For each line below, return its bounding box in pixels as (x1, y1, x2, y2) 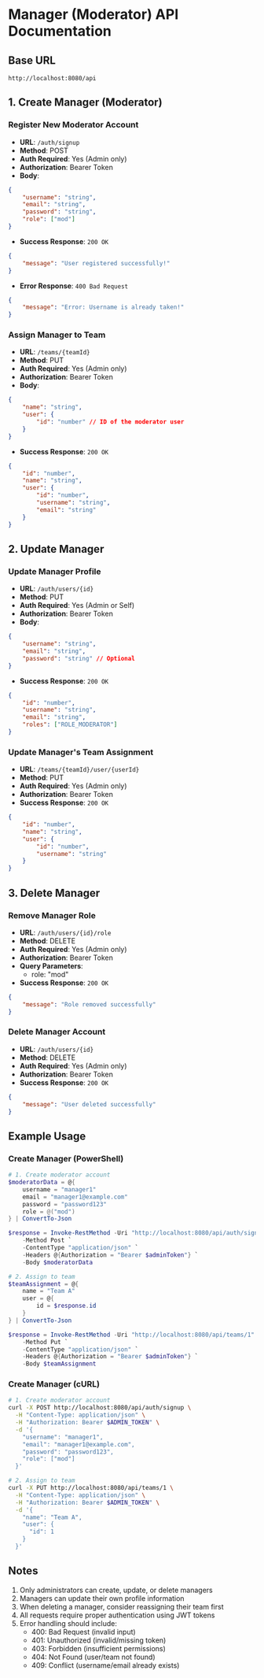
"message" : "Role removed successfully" (22, 1000, 156, 1009)
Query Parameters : (19, 961, 84, 970)
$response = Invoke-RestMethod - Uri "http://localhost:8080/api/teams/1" (8, 1331, 255, 1339)
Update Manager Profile (8, 565, 101, 576)
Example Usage (8, 1129, 86, 1143)
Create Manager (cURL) (8, 1379, 101, 1390)
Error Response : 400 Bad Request (19, 281, 128, 291)
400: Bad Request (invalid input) (31, 1627, 136, 1636)
